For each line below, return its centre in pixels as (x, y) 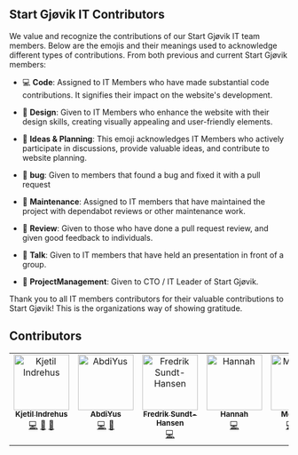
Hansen (170, 423)
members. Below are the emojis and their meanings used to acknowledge (143, 45)
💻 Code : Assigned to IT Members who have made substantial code (145, 82)
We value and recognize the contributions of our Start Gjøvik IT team (134, 36)
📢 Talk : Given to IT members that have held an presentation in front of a (153, 255)
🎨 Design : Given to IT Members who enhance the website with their (145, 112)
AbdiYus (106, 414)
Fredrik (156, 414)
